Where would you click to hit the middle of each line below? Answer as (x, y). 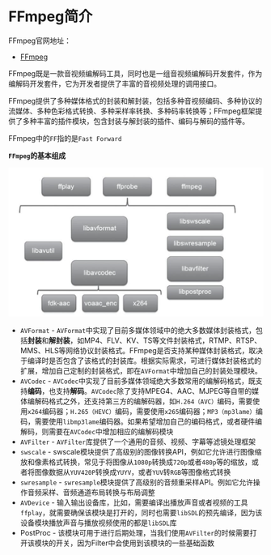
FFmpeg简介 (51, 17)
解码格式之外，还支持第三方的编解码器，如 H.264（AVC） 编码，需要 (144, 401)
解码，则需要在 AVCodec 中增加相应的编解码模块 (97, 431)
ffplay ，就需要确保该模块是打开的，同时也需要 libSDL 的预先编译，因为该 (141, 512)
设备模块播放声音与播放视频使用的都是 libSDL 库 (98, 523)
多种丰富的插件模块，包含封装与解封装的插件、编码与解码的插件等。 (135, 121)
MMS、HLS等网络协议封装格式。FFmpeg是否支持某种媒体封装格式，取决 (142, 350)
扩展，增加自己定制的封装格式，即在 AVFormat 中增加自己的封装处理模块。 (141, 370)
